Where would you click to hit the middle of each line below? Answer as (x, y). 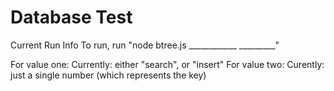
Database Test (71, 17)
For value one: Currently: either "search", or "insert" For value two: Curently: (167, 64)
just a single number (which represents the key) (108, 75)
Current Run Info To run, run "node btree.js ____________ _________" (145, 45)
